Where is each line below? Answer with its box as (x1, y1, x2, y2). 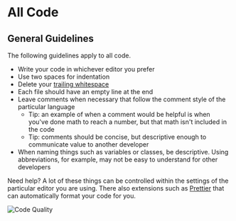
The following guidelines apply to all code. (7, 51, 132, 59)
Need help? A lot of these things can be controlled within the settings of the (7, 176, 229, 185)
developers (17, 163, 51, 171)
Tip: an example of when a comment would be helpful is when (28, 110, 211, 118)
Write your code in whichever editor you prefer (17, 65, 155, 73)
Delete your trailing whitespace (17, 80, 109, 89)
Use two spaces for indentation (17, 72, 110, 81)
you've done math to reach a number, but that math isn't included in (28, 118, 227, 126)
